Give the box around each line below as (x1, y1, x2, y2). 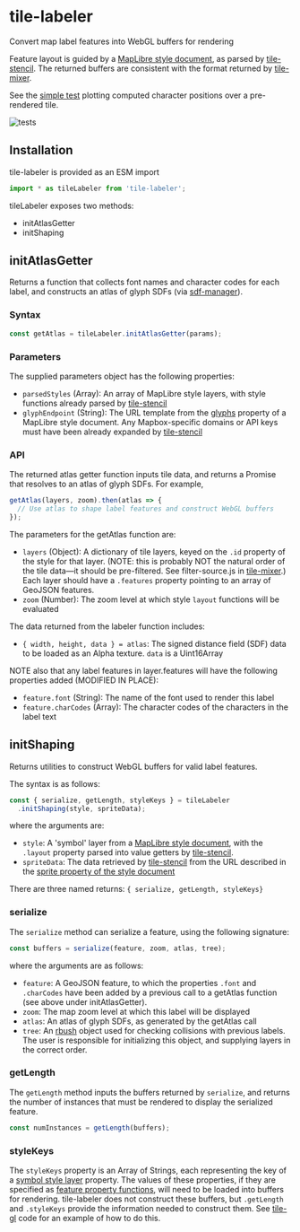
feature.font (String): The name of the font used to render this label (21, 692, 275, 703)
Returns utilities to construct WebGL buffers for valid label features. (9, 761, 258, 772)
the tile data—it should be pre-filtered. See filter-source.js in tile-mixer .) (21, 565, 287, 576)
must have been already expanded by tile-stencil (21, 426, 203, 437)
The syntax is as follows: (9, 778, 100, 789)
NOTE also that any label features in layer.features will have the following (9, 665, 278, 676)
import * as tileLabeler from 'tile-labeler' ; (9, 184, 186, 193)
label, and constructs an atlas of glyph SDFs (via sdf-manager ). (9, 286, 244, 297)
